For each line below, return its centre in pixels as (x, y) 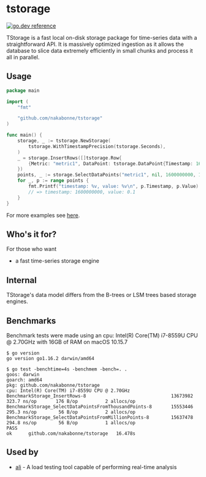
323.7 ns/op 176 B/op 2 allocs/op (71, 401)
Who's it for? (32, 234)
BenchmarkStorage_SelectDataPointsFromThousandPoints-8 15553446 (100, 407)
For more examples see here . (43, 215)
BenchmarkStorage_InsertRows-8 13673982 (100, 396)
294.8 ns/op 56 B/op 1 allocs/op (71, 423)
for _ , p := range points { (53, 181)
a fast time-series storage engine (57, 261)
